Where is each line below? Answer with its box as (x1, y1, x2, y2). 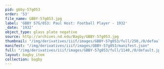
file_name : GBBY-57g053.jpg (5, 16, 62, 21)
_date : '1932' (5, 25, 34, 30)
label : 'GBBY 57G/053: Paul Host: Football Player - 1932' (5, 20, 128, 26)
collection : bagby (5, 57, 42, 62)
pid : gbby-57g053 (5, 7, 41, 12)
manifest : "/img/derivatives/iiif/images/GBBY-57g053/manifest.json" (5, 43, 150, 48)
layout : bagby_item (5, 52, 45, 57)
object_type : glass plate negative (5, 30, 78, 34)
